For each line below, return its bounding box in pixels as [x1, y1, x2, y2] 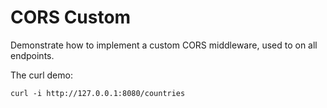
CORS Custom [10, 6, 132, 29]
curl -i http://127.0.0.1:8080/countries [10, 88, 186, 98]
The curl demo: [10, 69, 73, 81]
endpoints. [10, 49, 55, 61]
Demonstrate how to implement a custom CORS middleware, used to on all [10, 39, 318, 51]
